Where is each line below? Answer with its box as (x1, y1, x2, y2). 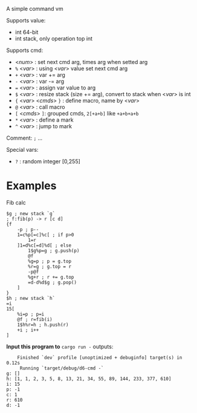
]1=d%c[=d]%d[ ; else (17, 242, 71, 249)
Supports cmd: (6, 47, 44, 54)
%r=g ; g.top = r (28, 263, 71, 270)
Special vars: (6, 146, 39, 153)
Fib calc (6, 199, 26, 206)
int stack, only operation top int (15, 35, 92, 42)
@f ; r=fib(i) (17, 316, 53, 322)
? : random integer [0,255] (15, 158, 80, 165)
